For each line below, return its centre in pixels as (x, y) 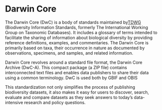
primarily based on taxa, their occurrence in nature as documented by (75, 48)
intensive (14, 102)
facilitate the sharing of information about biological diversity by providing (79, 38)
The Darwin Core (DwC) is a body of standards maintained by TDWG (73, 22)
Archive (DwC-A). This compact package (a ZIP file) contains (66, 67)
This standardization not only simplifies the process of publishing (70, 87)
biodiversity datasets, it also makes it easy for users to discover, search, (77, 92)
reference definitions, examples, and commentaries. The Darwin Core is (77, 42)
